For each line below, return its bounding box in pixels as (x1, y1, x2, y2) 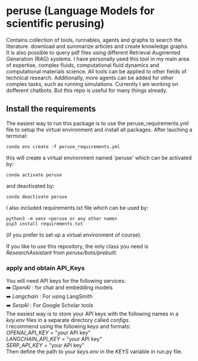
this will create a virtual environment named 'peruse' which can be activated (6, 154, 192, 161)
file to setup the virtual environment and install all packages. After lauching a (6, 126, 193, 133)
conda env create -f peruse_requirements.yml (6, 143, 120, 149)
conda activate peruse (6, 172, 62, 178)
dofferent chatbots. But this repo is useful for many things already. (6, 87, 168, 94)
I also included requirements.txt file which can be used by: (6, 204, 149, 211)
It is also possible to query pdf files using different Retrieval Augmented (6, 49, 181, 56)
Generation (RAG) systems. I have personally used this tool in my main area (6, 55, 190, 62)
